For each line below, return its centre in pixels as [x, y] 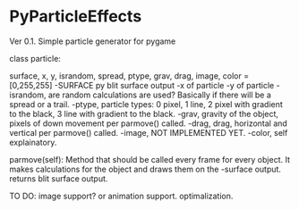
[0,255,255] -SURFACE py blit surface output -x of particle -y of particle [142, 85]
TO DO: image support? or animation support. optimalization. [121, 196]
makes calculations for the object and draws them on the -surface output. [145, 169]
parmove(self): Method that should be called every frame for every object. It [150, 159]
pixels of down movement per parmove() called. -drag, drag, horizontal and [149, 123]
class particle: [35, 58]
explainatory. [33, 142]
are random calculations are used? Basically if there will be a [159, 95]
